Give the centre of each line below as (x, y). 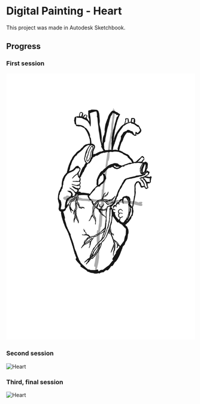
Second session (30, 353)
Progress (23, 46)
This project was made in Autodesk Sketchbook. (66, 28)
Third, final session (35, 382)
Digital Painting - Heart (64, 11)
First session (25, 63)
